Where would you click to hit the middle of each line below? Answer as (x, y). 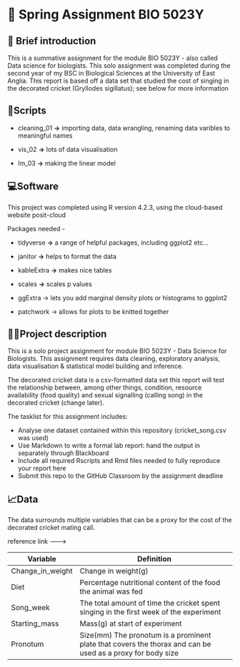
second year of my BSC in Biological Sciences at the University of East (111, 73)
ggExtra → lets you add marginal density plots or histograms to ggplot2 (122, 297)
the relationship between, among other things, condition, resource (105, 387)
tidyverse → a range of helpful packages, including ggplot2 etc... (113, 243)
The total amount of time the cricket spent (150, 604)
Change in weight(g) (114, 571)
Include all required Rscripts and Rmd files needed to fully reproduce (119, 461)
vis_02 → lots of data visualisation (67, 149)
